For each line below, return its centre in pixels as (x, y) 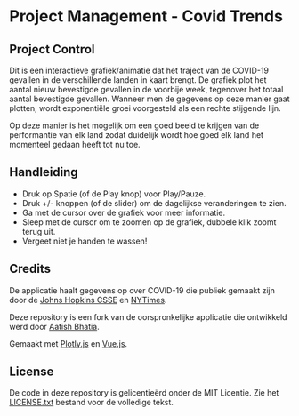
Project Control (52, 49)
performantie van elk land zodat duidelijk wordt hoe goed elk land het (137, 135)
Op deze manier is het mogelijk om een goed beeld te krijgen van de (134, 125)
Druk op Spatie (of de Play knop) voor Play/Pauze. (114, 194)
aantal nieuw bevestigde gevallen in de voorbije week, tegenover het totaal (146, 89)
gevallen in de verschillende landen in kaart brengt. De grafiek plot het (138, 80)
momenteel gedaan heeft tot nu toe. (75, 144)
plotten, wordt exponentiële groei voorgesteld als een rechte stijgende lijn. (145, 108)
